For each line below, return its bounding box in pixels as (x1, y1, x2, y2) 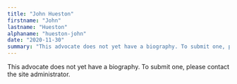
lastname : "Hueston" (7, 23, 68, 30)
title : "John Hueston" (7, 10, 74, 18)
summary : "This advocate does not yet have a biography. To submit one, (7, 43, 226, 50)
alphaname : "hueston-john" (7, 30, 87, 37)
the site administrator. (7, 70, 71, 78)
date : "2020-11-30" (7, 37, 65, 44)
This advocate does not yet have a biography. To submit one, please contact (7, 63, 230, 71)
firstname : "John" (7, 17, 61, 24)
